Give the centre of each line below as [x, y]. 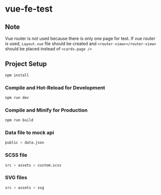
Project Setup [26, 64]
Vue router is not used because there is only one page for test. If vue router [80, 38]
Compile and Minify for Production [46, 110]
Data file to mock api [29, 132]
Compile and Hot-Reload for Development [55, 87]
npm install [17, 75]
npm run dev [17, 97]
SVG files [16, 178]
